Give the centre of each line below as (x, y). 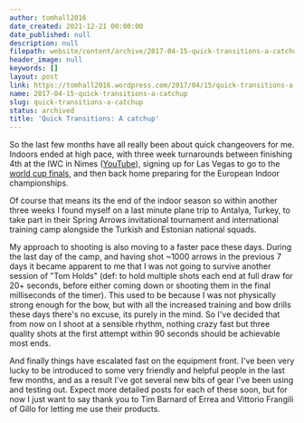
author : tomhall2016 (48, 18)
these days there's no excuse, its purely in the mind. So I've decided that (145, 314)
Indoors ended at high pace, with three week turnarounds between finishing (151, 154)
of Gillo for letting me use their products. (85, 409)
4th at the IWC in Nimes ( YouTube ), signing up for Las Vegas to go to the (145, 164)
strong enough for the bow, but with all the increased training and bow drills (150, 305)
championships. (39, 183)
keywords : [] (34, 69)
